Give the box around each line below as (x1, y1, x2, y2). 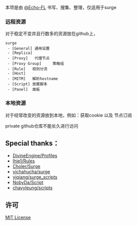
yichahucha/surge (12, 168, 50, 175)
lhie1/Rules (12, 158, 35, 164)
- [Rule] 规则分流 (7, 67, 48, 72)
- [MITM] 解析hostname (7, 76, 58, 82)
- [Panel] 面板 (7, 87, 40, 92)
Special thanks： (5, 139, 59, 147)
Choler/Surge (12, 163, 41, 170)
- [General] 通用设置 (7, 46, 50, 51)
